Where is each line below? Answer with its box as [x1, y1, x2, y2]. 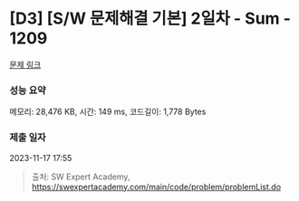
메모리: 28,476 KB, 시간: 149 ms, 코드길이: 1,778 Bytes [9, 106, 207, 118]
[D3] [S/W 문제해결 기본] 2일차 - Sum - [9, 8, 292, 29]
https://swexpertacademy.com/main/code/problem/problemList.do [31, 181, 282, 192]
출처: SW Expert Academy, [31, 171, 130, 182]
